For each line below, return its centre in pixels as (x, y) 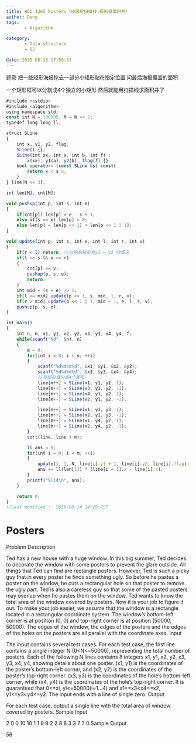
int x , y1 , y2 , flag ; (43, 144)
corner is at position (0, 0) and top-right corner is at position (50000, (89, 621)
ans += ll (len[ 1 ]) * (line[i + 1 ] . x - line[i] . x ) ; (100, 470)
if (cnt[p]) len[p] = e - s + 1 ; (56, 215)
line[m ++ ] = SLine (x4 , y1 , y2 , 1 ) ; (81, 393)
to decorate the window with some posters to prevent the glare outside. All (96, 565)
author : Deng (22, 17)
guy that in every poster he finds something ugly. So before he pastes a (92, 577)
